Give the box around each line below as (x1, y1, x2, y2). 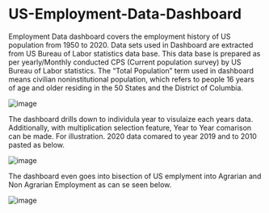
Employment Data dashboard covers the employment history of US (8, 31, 232, 41)
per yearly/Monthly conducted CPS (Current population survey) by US (8, 57, 242, 67)
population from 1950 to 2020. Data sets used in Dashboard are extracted (8, 40, 254, 49)
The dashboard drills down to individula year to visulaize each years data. (8, 114, 254, 123)
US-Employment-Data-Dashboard (8, 5, 242, 23)
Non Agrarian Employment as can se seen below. (8, 179, 172, 190)
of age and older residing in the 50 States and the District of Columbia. (8, 82, 244, 93)
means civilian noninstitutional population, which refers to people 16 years (8, 74, 254, 84)
